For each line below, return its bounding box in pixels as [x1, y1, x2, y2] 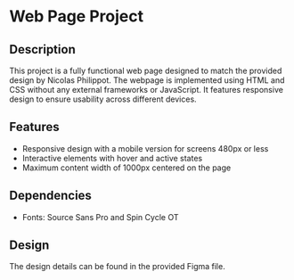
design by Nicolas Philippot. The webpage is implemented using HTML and [9, 75, 285, 86]
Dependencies [9, 188, 92, 203]
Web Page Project [9, 6, 144, 27]
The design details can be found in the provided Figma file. [9, 261, 225, 272]
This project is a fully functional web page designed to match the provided [9, 65, 282, 76]
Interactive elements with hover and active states [21, 152, 203, 163]
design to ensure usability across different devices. [9, 94, 198, 104]
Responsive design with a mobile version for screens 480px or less [21, 143, 269, 153]
